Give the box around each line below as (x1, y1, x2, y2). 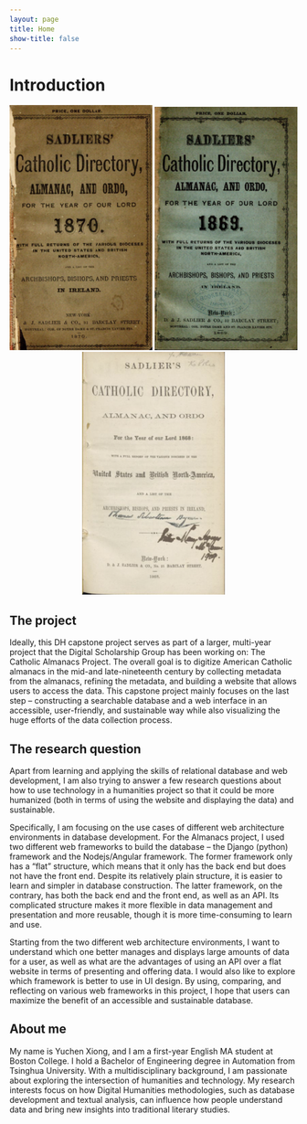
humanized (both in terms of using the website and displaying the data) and (9, 794, 294, 805)
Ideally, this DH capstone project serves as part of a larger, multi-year (9, 637, 272, 648)
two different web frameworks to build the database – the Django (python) (9, 841, 289, 852)
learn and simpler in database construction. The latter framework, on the (9, 880, 283, 891)
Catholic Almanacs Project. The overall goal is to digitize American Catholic (9, 656, 292, 667)
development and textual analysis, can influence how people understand (9, 1094, 283, 1105)
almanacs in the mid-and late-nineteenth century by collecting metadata (9, 666, 281, 677)
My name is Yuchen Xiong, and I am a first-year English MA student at (9, 1045, 274, 1056)
